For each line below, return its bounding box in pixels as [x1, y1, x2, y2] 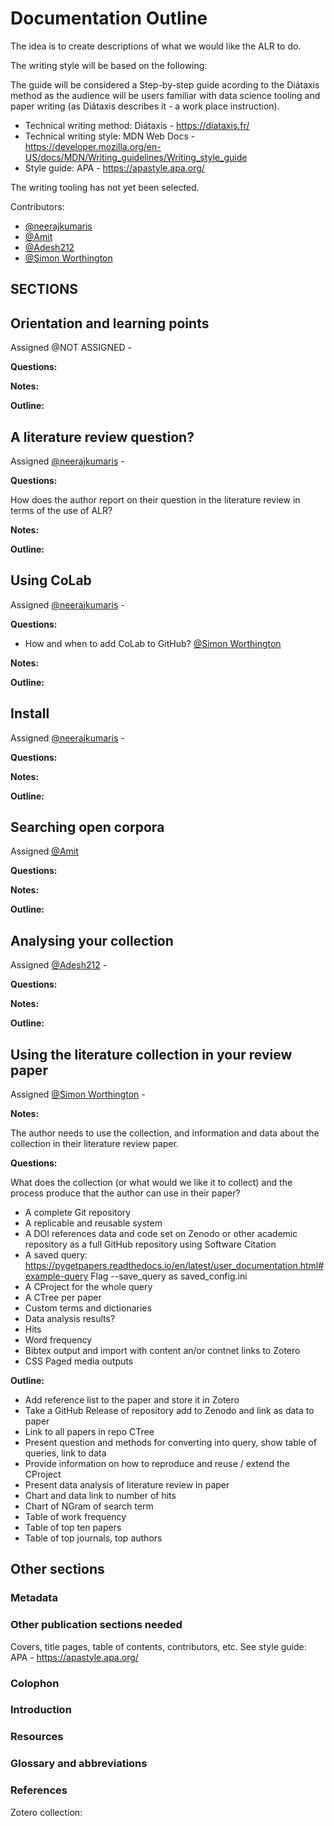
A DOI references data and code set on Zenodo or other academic [24, 1228, 298, 1240]
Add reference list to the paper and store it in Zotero [24, 1394, 240, 1406]
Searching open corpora [10, 818, 165, 836]
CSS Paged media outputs [24, 1355, 134, 1367]
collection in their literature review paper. [10, 1138, 179, 1150]
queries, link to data [24, 1447, 107, 1459]
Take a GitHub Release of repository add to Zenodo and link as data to [24, 1405, 315, 1417]
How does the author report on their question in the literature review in [10, 493, 301, 506]
